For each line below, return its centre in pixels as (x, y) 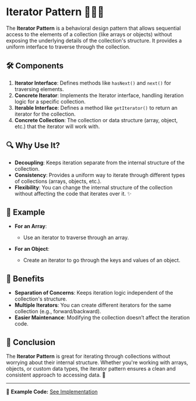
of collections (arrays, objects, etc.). (58, 181)
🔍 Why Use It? (33, 146)
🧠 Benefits (25, 279)
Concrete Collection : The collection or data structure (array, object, (96, 120)
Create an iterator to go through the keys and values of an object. (102, 260)
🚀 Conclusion (31, 342)
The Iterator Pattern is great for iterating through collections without (88, 356)
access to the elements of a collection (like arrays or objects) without (89, 34)
